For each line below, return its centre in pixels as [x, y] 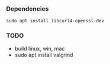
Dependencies [27, 9]
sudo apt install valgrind [44, 55]
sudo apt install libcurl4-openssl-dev [55, 21]
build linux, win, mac [40, 48]
